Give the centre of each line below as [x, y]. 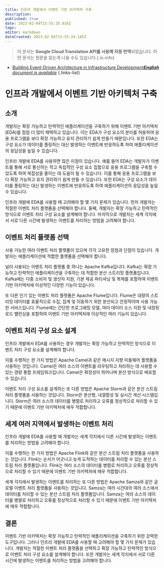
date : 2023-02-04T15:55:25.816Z [38, 23]
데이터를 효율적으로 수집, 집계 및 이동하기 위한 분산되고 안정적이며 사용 [81, 301]
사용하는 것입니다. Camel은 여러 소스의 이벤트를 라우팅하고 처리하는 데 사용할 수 [81, 366]
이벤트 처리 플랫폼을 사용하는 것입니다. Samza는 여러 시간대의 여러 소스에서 [86, 488]
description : [18, 14]
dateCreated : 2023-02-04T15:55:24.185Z [46, 37]
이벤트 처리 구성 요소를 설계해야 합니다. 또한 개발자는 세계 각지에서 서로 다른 [82, 554]
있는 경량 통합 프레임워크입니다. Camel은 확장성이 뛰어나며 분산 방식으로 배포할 [81, 372]
